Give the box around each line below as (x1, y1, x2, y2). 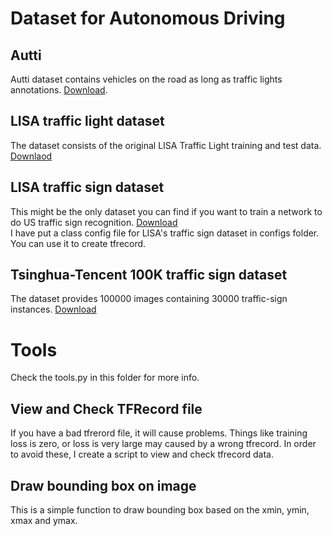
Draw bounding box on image (10, 477, 197, 494)
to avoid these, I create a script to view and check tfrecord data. (10, 448, 274, 461)
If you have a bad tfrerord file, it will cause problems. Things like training (10, 427, 308, 439)
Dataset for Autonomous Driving (10, 7, 286, 30)
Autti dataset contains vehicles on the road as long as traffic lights (10, 73, 283, 85)
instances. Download (10, 303, 97, 316)
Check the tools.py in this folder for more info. (10, 372, 200, 384)
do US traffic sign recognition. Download (10, 216, 178, 228)
